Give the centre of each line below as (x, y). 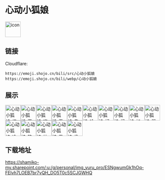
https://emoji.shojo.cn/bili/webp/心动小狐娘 (51, 79)
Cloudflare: (17, 63)
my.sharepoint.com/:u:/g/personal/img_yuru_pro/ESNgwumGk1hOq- (75, 168)
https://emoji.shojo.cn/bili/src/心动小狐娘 (50, 73)
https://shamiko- (22, 162)
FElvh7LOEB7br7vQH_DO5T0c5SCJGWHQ (49, 173)
